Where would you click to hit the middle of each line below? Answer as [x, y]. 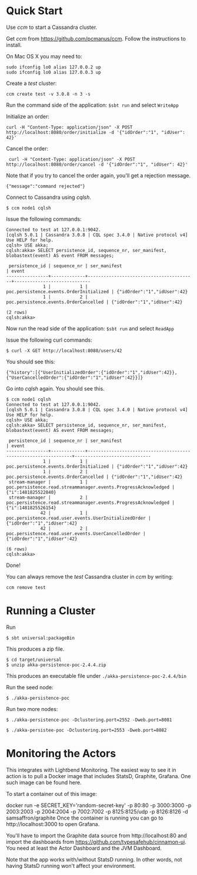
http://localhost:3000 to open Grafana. [53, 824]
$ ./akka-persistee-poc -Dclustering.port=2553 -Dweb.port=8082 [86, 730]
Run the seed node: [30, 687]
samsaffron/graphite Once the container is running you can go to [85, 818]
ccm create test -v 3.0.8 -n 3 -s [49, 94]
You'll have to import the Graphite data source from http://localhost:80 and [96, 835]
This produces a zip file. [35, 649]
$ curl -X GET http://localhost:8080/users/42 [64, 350]
